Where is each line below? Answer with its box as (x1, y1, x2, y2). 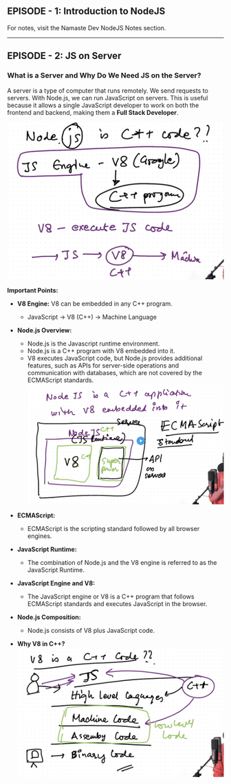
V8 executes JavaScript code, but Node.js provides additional (27, 354, 203, 362)
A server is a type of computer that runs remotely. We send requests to (7, 86, 208, 95)
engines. (27, 532, 52, 540)
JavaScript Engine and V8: (16, 579, 95, 587)
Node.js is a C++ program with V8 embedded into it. (27, 346, 175, 355)
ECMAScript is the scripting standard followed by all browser (27, 525, 200, 533)
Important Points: (7, 286, 58, 294)
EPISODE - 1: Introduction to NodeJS (7, 5, 166, 17)
